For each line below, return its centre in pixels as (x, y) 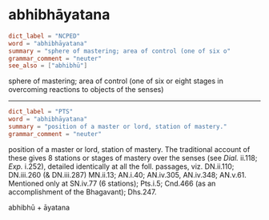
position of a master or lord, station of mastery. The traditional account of (129, 149)
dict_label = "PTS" (41, 112)
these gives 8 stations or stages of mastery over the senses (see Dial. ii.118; (133, 158)
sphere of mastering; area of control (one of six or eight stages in (116, 81)
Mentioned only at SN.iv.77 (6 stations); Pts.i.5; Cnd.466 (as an (112, 183)
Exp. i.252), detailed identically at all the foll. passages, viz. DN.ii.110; (121, 166)
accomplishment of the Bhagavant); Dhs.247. (82, 192)
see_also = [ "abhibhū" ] (48, 66)
